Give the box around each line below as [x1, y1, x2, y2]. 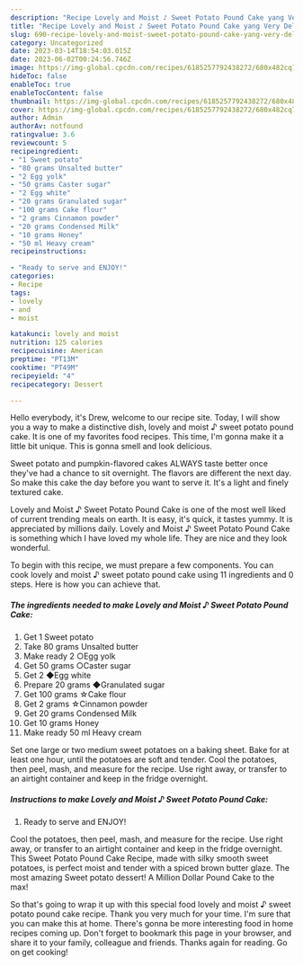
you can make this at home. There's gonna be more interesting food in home [10, 918, 294, 929]
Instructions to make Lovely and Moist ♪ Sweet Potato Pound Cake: [10, 793, 269, 804]
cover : [10, 105, 35, 114]
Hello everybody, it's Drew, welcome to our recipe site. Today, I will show [10, 412, 281, 423]
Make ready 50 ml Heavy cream [22, 727, 142, 738]
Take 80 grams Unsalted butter [22, 642, 138, 652]
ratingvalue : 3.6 [10, 130, 76, 139]
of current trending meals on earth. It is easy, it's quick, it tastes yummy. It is [10, 514, 293, 525]
